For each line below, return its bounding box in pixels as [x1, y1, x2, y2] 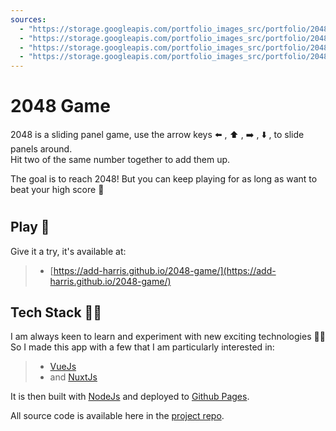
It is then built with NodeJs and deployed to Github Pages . [10, 391, 250, 403]
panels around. [10, 143, 73, 155]
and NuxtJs [49, 371, 98, 383]
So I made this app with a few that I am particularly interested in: [10, 341, 275, 353]
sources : [10, 14, 47, 25]
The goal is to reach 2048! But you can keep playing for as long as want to [10, 173, 318, 185]
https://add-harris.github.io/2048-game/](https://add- [53, 264, 277, 276]
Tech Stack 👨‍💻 [10, 304, 103, 321]
